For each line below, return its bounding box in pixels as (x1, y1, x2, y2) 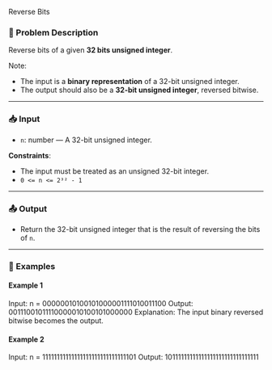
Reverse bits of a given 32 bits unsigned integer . (8, 45, 173, 55)
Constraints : (8, 150, 51, 160)
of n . (19, 233, 36, 242)
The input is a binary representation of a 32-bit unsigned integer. (19, 77, 240, 86)
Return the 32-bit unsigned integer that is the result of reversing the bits (19, 224, 261, 233)
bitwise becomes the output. (8, 316, 104, 326)
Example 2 (8, 334, 45, 344)
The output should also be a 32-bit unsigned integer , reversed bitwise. (19, 85, 259, 95)
